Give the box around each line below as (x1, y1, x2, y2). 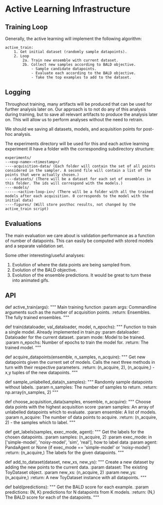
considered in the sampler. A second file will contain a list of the (5, 168, 151, 173)
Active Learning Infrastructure (5, 3, 130, 15)
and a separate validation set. (5, 243, 64, 249)
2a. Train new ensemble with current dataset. (22, 58, 119, 63)
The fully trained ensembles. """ (5, 315, 70, 320)
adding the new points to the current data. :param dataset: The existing (5, 464, 148, 470)
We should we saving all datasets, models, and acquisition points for (5, 126, 142, 132)
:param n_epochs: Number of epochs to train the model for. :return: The (5, 339, 149, 345)
